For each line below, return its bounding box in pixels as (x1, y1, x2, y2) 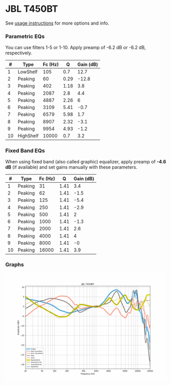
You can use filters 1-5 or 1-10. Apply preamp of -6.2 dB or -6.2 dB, (5, 45, 146, 51)
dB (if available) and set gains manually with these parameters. (5, 164, 138, 170)
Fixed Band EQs (5, 147, 45, 154)
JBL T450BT (5, 3, 59, 15)
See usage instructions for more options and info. (5, 20, 110, 26)
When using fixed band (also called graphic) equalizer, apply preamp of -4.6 (5, 159, 166, 165)
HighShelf (17, 133, 39, 139)
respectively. (5, 50, 32, 56)
